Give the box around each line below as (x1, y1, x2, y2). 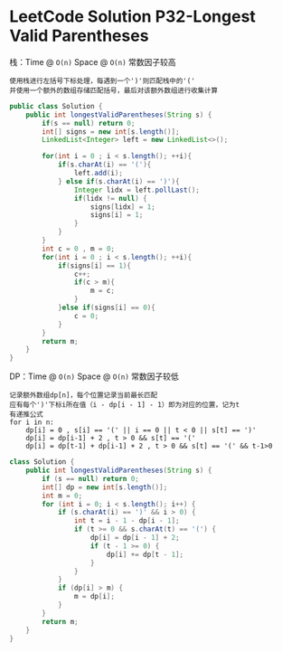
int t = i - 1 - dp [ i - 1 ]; (73, 516, 180, 525)
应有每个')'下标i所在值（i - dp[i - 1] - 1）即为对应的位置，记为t (9, 401, 240, 410)
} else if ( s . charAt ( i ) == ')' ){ (57, 176, 180, 186)
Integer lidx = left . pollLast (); (73, 185, 201, 194)
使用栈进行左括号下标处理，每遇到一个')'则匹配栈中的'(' (9, 76, 196, 85)
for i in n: (9, 418, 54, 427)
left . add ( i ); (73, 169, 124, 178)
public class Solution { (9, 101, 103, 110)
